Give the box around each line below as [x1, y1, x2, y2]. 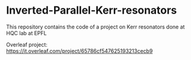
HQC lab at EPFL [6, 29, 47, 36]
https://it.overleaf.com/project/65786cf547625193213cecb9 [6, 47, 153, 54]
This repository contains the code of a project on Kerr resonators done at [6, 23, 185, 30]
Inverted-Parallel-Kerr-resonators [6, 4, 177, 17]
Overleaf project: [6, 41, 47, 48]
